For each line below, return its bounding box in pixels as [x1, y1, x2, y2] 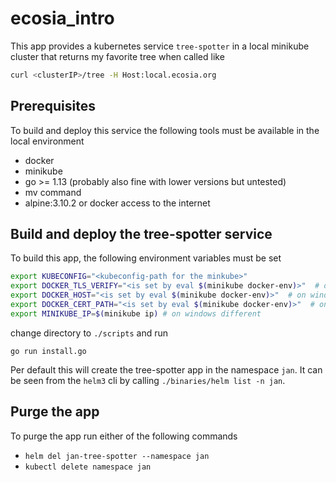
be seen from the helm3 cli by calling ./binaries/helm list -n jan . [10, 374, 286, 386]
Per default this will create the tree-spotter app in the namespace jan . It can [10, 363, 323, 376]
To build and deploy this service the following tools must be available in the [10, 124, 320, 136]
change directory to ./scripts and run [10, 327, 169, 339]
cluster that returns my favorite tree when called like [10, 50, 225, 62]
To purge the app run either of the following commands [10, 430, 238, 442]
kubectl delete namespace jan [24, 462, 152, 472]
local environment [10, 135, 85, 147]
